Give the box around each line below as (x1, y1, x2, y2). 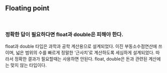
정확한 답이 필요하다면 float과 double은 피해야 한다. (5, 31, 124, 38)
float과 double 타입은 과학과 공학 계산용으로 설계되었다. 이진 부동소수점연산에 (5, 43, 157, 49)
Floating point (5, 4, 50, 13)
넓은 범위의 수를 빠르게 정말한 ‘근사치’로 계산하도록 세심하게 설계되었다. (16, 50, 154, 56)
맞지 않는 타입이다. (10, 62, 47, 68)
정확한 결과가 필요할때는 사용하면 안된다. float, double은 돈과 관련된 (14, 56, 148, 62)
